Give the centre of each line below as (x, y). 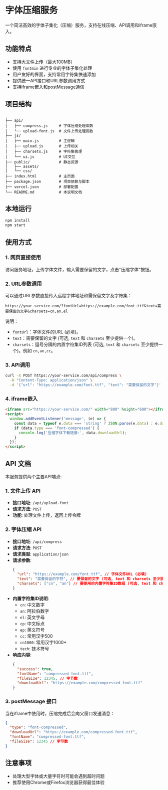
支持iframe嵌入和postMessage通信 (48, 87)
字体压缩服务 (32, 10)
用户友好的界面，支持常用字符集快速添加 (54, 74)
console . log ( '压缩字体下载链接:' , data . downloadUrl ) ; (72, 433)
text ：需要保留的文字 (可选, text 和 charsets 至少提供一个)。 (75, 338)
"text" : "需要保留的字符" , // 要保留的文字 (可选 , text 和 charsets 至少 (89, 579)
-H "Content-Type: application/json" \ (51, 380)
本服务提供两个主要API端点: (33, 477)
